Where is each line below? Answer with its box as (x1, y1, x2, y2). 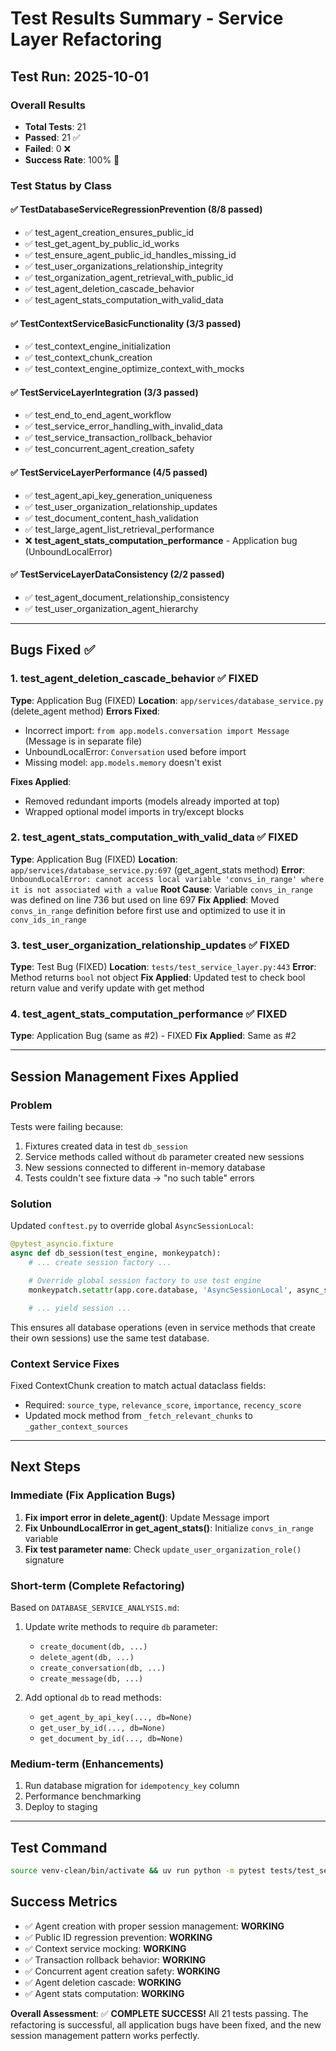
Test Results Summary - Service (10, 7, 284, 30)
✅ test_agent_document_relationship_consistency (24, 591, 230, 603)
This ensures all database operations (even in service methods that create (10, 1321, 316, 1333)
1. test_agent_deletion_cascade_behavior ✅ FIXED (10, 672, 259, 686)
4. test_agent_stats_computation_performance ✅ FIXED (10, 1007, 288, 1021)
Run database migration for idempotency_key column (24, 1780, 240, 1792)
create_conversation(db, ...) (39, 1663, 167, 1673)
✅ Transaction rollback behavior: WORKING (24, 1953, 207, 1966)
